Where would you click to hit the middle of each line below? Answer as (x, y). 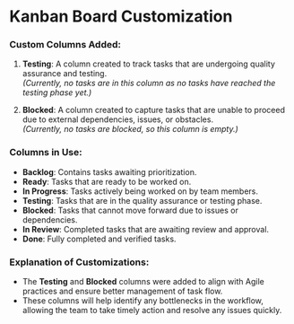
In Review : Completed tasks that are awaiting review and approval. (146, 229)
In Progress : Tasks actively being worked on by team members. (140, 191)
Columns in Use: (46, 153)
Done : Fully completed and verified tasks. (99, 239)
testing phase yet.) (57, 92)
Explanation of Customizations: (79, 262)
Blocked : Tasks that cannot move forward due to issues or (130, 210)
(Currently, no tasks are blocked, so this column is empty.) (130, 129)
